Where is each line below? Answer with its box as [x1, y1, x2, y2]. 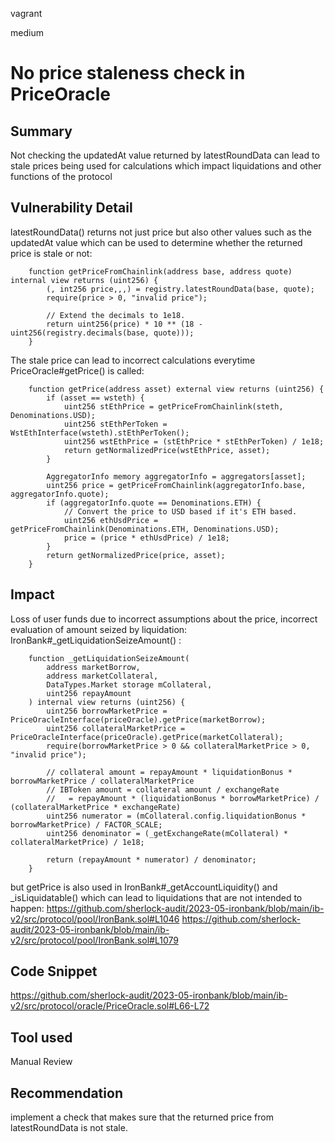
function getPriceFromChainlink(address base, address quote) [28, 266, 293, 277]
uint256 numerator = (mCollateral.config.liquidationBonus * [46, 811, 307, 821]
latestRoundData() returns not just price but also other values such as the [10, 226, 313, 238]
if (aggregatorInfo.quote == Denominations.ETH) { [46, 498, 262, 508]
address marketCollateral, [46, 671, 159, 681]
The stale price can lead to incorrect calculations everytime [10, 354, 256, 366]
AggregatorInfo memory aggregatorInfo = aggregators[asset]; [46, 471, 307, 482]
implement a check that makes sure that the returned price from [10, 1111, 274, 1123]
